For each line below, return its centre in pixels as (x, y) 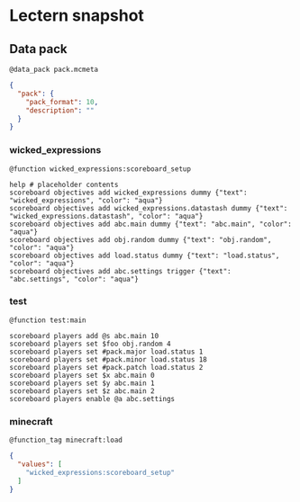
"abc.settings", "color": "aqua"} (74, 279)
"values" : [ (40, 464)
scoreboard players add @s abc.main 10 (84, 336)
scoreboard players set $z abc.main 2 (82, 391)
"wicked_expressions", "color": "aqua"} (86, 200)
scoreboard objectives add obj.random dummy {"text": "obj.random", (141, 239)
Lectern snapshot (77, 16)
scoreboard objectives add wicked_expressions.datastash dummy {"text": (149, 208)
